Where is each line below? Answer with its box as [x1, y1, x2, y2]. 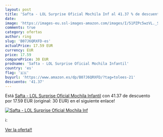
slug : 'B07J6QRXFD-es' [5, 39, 51, 44]
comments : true [5, 25, 36, 30]
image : [5, 20, 18, 26]
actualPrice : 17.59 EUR [5, 43, 53, 48]
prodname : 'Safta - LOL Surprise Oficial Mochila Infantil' [5, 61, 130, 66]
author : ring [5, 34, 32, 39]
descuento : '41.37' [5, 79, 45, 84]
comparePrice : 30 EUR [5, 57, 49, 62]
